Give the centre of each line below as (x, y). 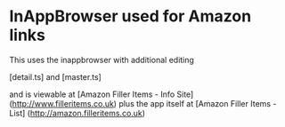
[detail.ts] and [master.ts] (56, 76)
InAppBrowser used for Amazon (130, 16)
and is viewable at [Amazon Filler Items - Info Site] (102, 94)
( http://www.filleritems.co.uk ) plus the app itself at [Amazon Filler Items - (143, 103)
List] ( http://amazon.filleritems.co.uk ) (77, 113)
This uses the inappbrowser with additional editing (102, 60)
